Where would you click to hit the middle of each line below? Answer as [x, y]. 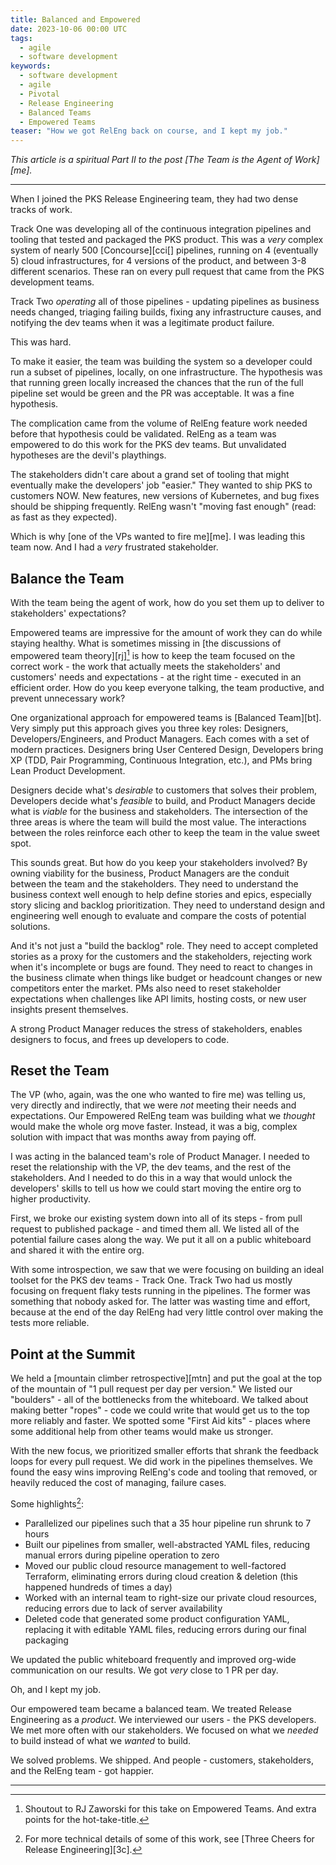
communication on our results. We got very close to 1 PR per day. [144, 1670]
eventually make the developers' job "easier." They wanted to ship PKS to [161, 485]
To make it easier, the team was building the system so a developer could [161, 362]
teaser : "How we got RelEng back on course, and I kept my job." [149, 131]
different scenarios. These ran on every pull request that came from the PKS [167, 272]
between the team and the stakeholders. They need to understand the [154, 883]
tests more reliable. [50, 1323]
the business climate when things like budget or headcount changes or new [166, 977]
